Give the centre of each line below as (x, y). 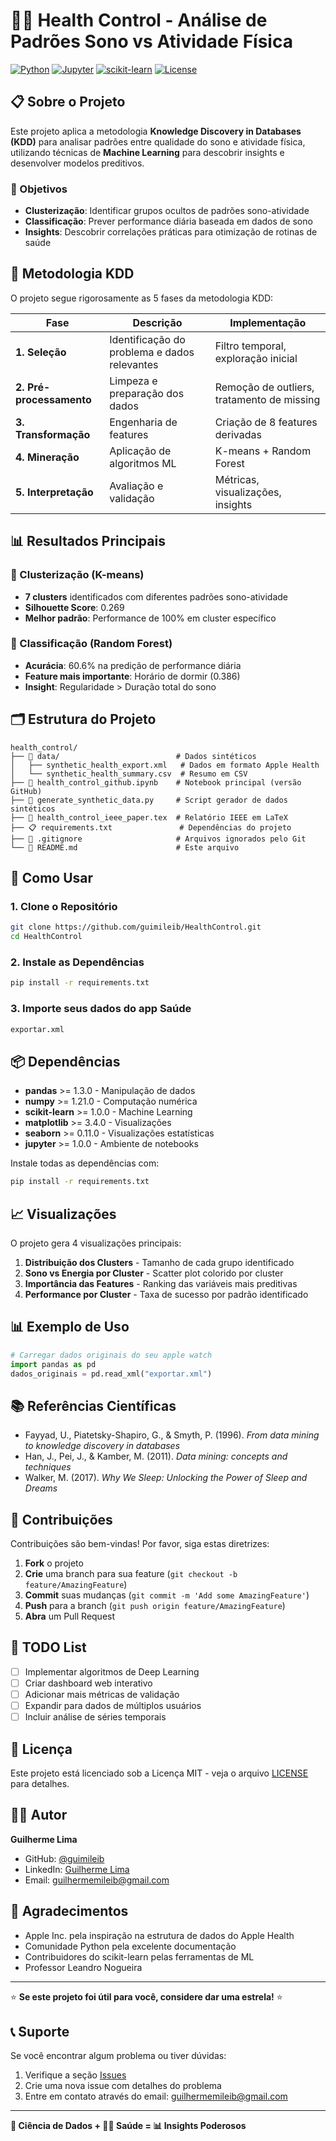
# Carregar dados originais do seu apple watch (111, 1355)
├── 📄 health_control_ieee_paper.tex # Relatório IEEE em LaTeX (149, 817)
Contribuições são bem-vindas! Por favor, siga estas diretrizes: (140, 1543)
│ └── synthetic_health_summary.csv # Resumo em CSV (129, 774)
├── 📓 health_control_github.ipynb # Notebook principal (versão (156, 782)
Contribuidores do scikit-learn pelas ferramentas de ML (139, 1956)
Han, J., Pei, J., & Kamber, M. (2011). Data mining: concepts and (156, 1456)
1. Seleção (41, 352)
